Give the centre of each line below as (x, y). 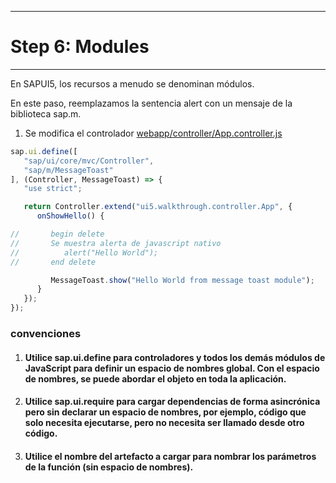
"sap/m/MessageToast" (68, 170)
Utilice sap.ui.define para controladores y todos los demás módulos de (175, 357)
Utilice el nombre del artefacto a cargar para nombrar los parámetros (170, 456)
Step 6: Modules (80, 47)
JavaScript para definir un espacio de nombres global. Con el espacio (172, 368)
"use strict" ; (53, 189)
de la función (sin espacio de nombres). (109, 467)
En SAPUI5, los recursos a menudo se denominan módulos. (132, 83)
